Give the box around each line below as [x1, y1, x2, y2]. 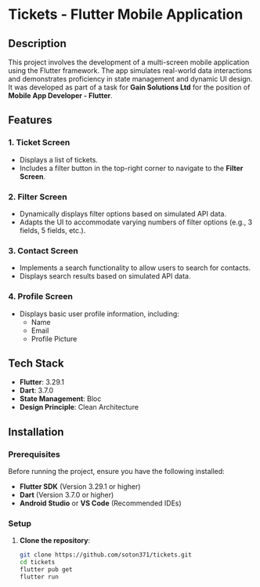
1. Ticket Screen [8, 137, 70, 148]
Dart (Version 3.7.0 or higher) [19, 490, 114, 500]
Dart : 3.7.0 [19, 386, 53, 396]
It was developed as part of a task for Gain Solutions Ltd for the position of [8, 82, 251, 92]
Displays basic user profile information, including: [19, 308, 180, 319]
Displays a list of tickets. [19, 155, 98, 164]
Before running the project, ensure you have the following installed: [8, 467, 225, 476]
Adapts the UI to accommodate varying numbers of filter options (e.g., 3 [19, 217, 253, 227]
